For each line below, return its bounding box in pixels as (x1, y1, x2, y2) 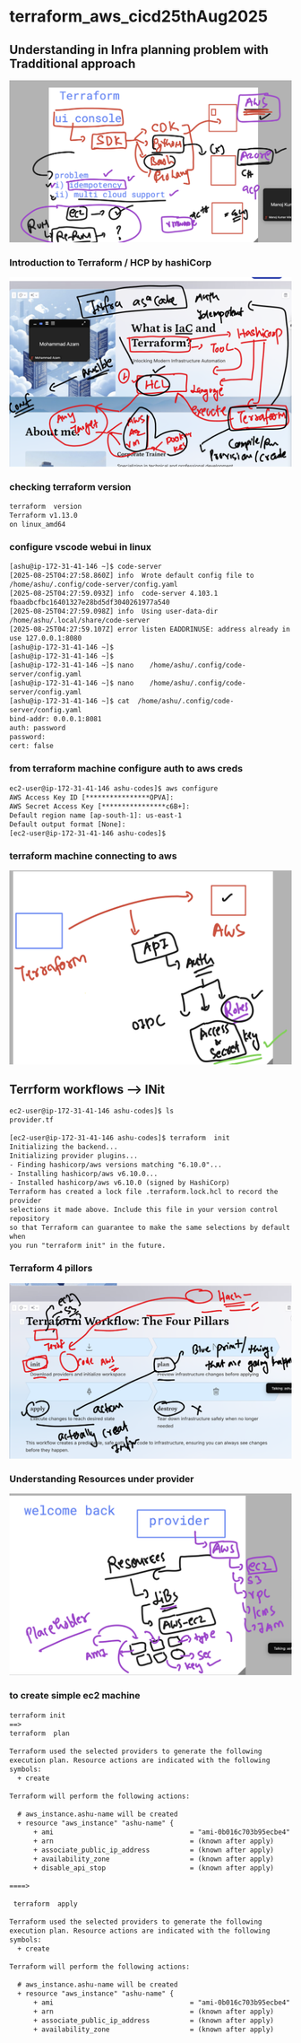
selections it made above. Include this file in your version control (9, 1205, 279, 1215)
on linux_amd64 (9, 520, 66, 529)
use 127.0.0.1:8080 (9, 634, 82, 643)
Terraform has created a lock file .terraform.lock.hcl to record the (9, 1187, 279, 1197)
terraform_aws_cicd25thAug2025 (9, 6, 269, 27)
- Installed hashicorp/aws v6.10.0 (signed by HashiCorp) (9, 1178, 230, 1188)
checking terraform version (9, 480, 132, 493)
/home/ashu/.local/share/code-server (9, 616, 150, 625)
